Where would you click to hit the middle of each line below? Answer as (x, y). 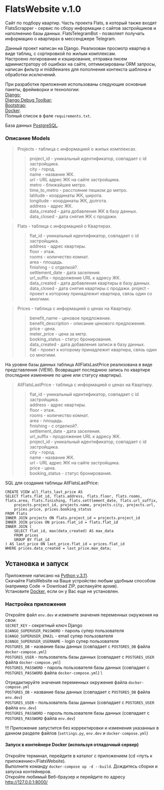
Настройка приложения (36, 604)
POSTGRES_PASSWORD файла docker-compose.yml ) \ (54, 673)
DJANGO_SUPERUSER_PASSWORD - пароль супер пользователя (65, 631)
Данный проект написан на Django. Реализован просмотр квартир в (78, 48)
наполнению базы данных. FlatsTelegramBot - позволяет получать (75, 33)
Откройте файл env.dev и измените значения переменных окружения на (82, 615)
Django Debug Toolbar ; (29, 100)
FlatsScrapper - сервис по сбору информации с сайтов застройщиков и (81, 28)
